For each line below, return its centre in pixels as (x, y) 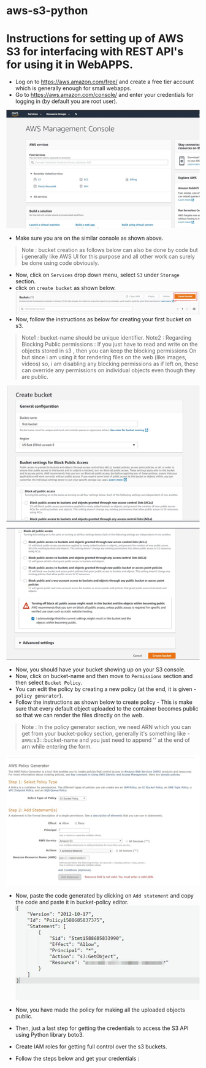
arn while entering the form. (56, 746)
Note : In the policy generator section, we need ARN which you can (106, 727)
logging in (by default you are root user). (66, 101)
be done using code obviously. (60, 263)
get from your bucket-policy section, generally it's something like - (105, 734)
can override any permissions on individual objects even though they (109, 370)
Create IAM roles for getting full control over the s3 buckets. (91, 1047)
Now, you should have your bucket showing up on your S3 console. (100, 669)
